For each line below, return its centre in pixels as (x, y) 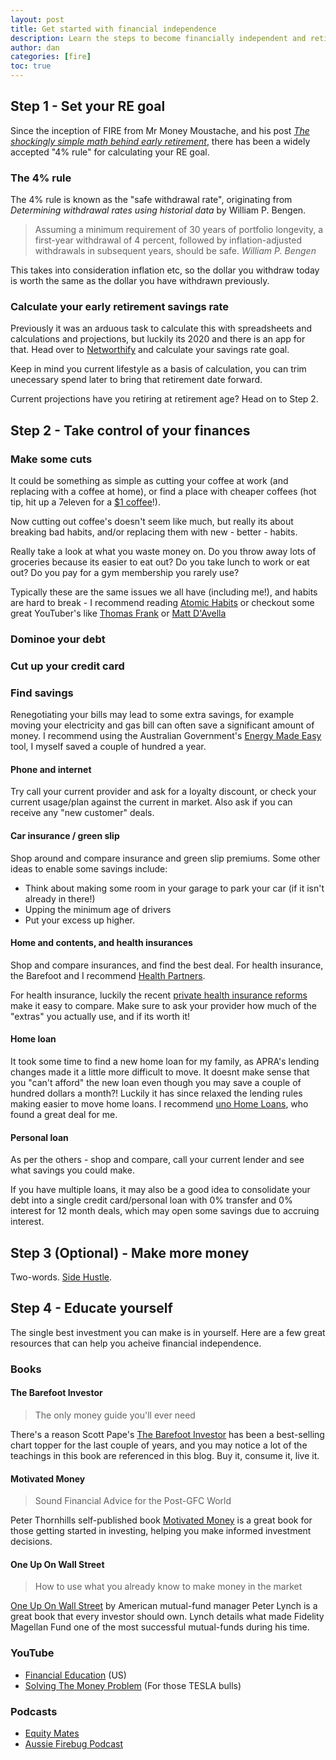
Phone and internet (51, 769)
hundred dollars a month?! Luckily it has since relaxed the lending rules (156, 1093)
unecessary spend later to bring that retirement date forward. (136, 380)
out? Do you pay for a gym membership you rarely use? (125, 573)
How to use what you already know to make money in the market (168, 1587)
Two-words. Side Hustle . (61, 1277)
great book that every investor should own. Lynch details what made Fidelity (167, 1617)
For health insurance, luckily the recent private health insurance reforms (159, 995)
